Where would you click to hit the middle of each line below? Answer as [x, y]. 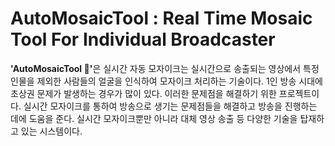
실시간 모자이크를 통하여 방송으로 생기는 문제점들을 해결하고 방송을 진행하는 [170, 106]
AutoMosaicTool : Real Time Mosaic [161, 18]
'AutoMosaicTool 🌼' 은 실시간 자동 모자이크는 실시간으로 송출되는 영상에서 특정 [165, 68]
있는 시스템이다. [51, 131]
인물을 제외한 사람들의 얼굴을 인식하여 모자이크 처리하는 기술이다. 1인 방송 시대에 [166, 81]
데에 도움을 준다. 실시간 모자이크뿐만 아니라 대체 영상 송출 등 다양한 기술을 [154, 118]
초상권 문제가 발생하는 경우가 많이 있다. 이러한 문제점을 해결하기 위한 [143, 93]
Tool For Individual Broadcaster [143, 39]
